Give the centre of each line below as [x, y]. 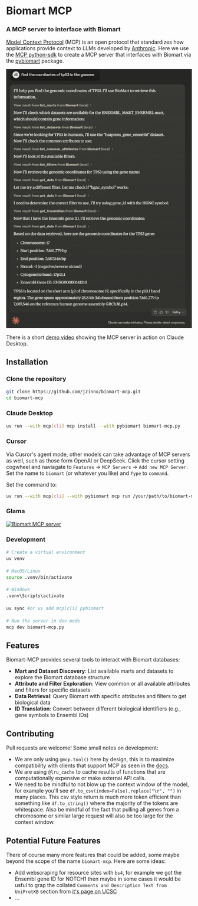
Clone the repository [36, 379]
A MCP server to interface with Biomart [63, 30]
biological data [33, 703]
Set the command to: [32, 484]
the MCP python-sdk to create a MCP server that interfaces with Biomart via [99, 55]
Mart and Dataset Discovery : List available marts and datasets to [94, 671]
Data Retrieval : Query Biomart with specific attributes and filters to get [100, 696]
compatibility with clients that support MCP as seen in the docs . [92, 765]
